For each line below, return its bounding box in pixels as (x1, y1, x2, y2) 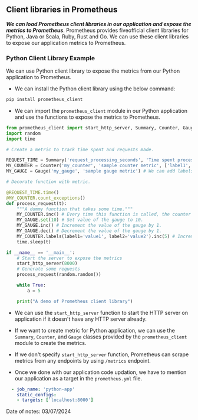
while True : (16, 282, 46, 288)
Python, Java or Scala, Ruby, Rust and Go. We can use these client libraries (6, 32, 189, 40)
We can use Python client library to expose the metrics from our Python (6, 67, 180, 74)
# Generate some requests (16, 266, 81, 272)
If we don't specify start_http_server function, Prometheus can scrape (14, 351, 189, 358)
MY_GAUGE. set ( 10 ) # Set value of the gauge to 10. (16, 217, 144, 223)
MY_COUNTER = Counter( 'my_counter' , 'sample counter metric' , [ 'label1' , (6, 162, 192, 169)
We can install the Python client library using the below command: (14, 85, 176, 92)
